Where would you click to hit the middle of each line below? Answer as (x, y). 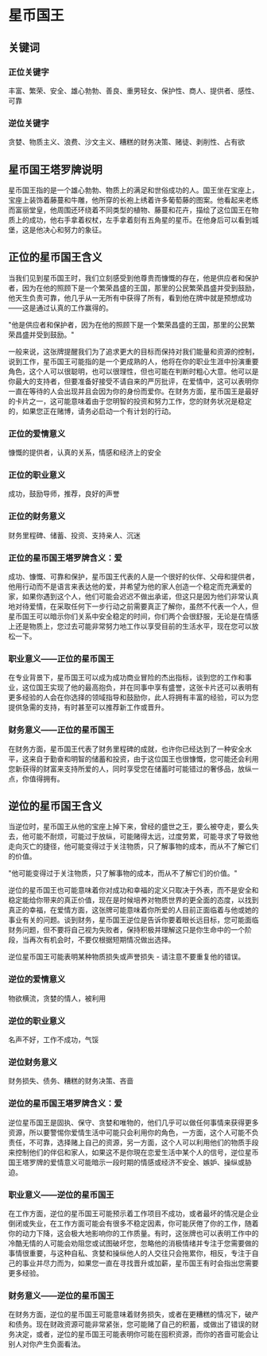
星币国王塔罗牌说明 (55, 170)
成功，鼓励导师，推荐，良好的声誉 (64, 494)
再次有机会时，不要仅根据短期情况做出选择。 (102, 940)
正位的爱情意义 (37, 433)
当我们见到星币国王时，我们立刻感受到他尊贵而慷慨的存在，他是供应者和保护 (133, 277)
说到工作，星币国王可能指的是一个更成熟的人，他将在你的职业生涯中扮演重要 (133, 361)
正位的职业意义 (37, 475)
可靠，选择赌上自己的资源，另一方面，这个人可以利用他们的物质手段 (147, 1142)
